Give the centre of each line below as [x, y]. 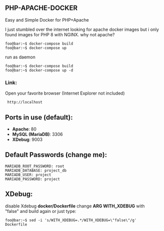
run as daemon [20, 57]
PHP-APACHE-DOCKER [41, 8]
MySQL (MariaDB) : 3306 [37, 134]
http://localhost [25, 103]
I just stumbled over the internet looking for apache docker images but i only [82, 29]
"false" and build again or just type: [41, 211]
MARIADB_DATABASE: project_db [36, 170]
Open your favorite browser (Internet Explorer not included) [65, 93]
